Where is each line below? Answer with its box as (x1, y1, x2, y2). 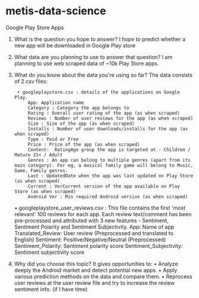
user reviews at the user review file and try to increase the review (14, 279, 175, 286)
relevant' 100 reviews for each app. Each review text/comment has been (14, 210, 192, 217)
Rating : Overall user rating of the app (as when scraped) (27, 110, 180, 116)
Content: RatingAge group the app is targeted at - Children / (27, 146, 191, 153)
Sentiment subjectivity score (14, 248, 85, 256)
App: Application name (27, 100, 84, 106)
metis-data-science (5, 4, 107, 18)
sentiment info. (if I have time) (14, 285, 88, 293)
